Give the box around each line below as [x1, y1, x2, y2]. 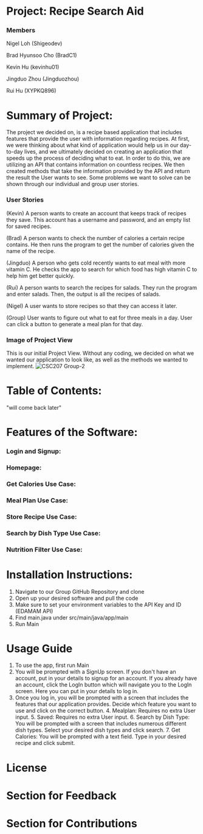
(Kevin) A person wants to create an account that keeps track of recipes [6, 209, 187, 217]
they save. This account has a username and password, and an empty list [6, 216, 191, 223]
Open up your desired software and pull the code [15, 594, 139, 602]
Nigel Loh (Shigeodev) [6, 40, 63, 47]
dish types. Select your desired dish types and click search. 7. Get [15, 727, 181, 734]
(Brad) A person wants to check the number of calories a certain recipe [6, 234, 185, 241]
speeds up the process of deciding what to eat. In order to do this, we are [6, 154, 190, 162]
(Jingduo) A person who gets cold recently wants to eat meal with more [6, 259, 186, 266]
